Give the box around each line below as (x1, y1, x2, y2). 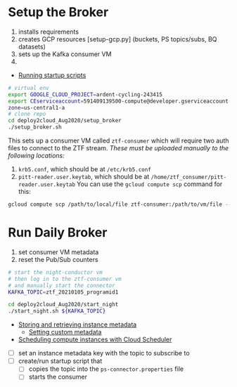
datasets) (18, 42, 46, 51)
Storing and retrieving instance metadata (18, 320, 137, 329)
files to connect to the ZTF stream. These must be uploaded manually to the (8, 144, 229, 152)
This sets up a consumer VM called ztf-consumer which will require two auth (8, 136, 229, 145)
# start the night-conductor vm (8, 268, 103, 276)
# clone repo (8, 110, 46, 118)
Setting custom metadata (28, 328, 102, 336)
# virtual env (8, 84, 50, 91)
